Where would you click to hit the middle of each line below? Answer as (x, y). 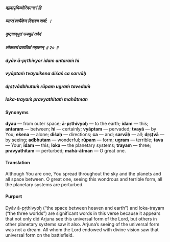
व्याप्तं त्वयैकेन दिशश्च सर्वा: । (29, 20)
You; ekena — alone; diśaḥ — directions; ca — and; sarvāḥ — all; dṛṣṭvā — (85, 135)
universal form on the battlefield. (40, 235)
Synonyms (17, 112)
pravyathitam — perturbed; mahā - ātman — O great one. (66, 151)
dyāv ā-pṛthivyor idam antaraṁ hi (42, 61)
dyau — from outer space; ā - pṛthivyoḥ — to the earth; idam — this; (77, 124)
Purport (14, 196)
